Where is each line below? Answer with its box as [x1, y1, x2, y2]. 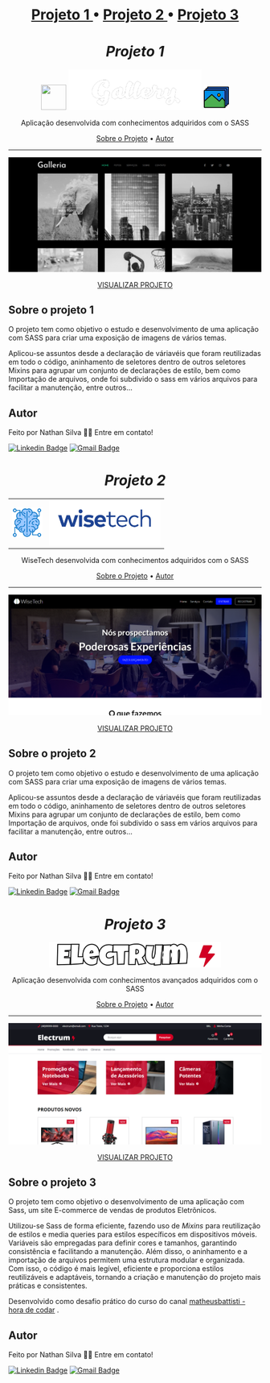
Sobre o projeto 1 [8, 303, 94, 317]
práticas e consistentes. [8, 1281, 88, 1290]
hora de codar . [8, 1305, 59, 1315]
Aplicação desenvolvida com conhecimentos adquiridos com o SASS [20, 118, 249, 128]
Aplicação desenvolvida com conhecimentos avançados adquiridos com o [11, 975, 259, 985]
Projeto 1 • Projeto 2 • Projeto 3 [31, 6, 239, 24]
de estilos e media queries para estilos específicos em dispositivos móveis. [8, 1230, 257, 1240]
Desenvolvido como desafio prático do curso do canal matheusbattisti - [8, 1297, 246, 1306]
